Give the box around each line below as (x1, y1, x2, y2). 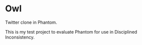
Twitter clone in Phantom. (5, 19, 57, 25)
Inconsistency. (5, 34, 35, 40)
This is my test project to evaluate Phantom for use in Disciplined (5, 29, 138, 35)
